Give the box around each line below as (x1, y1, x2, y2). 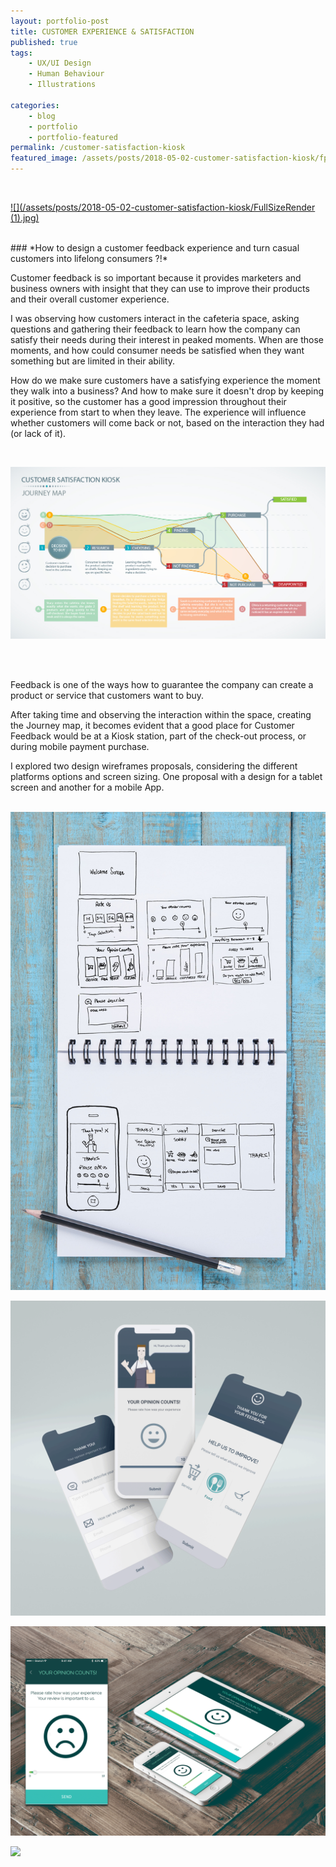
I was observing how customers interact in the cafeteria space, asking (10, 313, 300, 324)
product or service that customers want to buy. (10, 690, 205, 702)
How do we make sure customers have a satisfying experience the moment (10, 375, 321, 386)
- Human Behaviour (28, 69, 105, 79)
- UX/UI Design (28, 58, 92, 69)
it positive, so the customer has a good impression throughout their (10, 396, 287, 407)
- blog (28, 111, 56, 121)
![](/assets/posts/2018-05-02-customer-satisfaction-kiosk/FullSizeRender (10, 201, 316, 213)
